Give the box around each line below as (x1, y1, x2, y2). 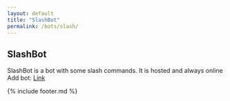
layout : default (7, 10, 54, 17)
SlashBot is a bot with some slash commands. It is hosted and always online (7, 67, 223, 75)
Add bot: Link (7, 74, 46, 82)
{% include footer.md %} (7, 87, 78, 96)
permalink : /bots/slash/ (7, 23, 79, 30)
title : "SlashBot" (7, 16, 60, 23)
